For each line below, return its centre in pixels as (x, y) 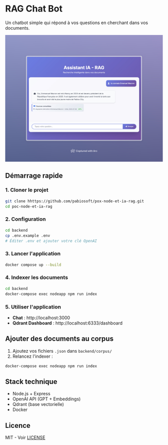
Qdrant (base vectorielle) (38, 404)
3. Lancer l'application (33, 254)
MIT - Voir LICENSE (25, 437)
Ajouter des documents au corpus (59, 339)
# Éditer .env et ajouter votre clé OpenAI (51, 241)
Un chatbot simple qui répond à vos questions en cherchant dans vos (77, 23)
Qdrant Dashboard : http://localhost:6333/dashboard (67, 323)
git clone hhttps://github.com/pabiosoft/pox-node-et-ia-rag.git (74, 201)
